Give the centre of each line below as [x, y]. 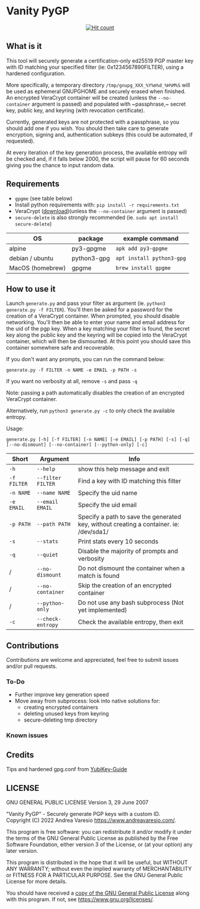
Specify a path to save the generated [129, 517]
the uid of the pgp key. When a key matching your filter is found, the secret [98, 329]
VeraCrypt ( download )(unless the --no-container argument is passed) [101, 211]
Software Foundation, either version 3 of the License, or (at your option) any [99, 845]
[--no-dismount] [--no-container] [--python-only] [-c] [77, 445]
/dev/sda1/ [93, 532]
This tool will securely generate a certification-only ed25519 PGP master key [100, 60]
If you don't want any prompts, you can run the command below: [85, 359]
